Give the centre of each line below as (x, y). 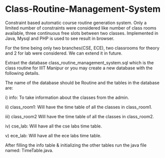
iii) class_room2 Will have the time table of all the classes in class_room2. (80, 116)
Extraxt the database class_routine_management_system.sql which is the (80, 63)
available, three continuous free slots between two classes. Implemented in (82, 33)
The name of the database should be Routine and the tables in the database (82, 83)
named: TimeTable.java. (29, 150)
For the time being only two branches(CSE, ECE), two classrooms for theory (82, 48)
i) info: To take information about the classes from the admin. (67, 97)
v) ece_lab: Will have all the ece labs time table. (53, 135)
